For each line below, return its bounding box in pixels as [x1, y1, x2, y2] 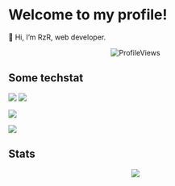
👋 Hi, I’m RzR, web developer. [8, 32, 106, 42]
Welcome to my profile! [8, 6, 168, 24]
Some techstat [8, 71, 84, 85]
